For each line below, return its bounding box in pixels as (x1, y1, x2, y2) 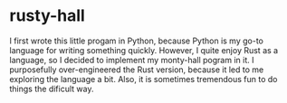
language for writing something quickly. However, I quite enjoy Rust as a (9, 44, 279, 55)
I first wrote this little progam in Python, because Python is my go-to (9, 35, 264, 46)
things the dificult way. (9, 83, 94, 94)
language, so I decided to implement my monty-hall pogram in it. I (9, 54, 254, 65)
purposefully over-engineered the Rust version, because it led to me (9, 64, 264, 75)
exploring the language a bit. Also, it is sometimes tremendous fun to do (9, 73, 278, 84)
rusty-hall (9, 5, 86, 26)
